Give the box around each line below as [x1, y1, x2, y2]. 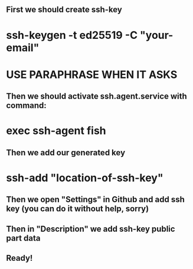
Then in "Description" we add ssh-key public [6, 224, 175, 234]
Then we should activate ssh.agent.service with [6, 91, 187, 101]
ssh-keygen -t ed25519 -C [6, 28, 138, 42]
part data [6, 233, 41, 243]
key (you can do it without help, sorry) [6, 204, 149, 214]
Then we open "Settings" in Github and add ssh [6, 195, 185, 205]
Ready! [6, 253, 33, 263]
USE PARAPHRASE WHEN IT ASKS [6, 68, 178, 81]
